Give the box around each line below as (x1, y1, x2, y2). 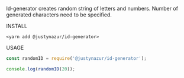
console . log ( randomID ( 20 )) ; (6, 66, 76, 72)
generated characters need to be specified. (6, 11, 112, 18)
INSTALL (6, 23, 28, 29)
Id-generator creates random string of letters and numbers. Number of (6, 5, 179, 12)
